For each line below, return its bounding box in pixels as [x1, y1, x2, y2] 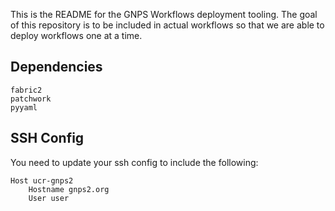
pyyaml [10, 102, 38, 113]
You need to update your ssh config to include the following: [10, 156, 259, 168]
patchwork [10, 94, 52, 104]
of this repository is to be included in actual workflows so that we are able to [10, 19, 325, 31]
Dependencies [10, 59, 103, 76]
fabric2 [10, 85, 43, 95]
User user [28, 193, 70, 203]
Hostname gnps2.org [28, 184, 110, 194]
